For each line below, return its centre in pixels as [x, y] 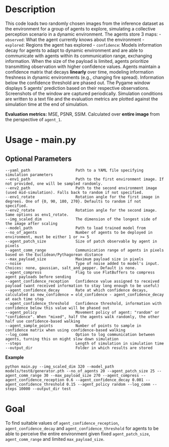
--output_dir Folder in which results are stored [79, 348]
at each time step [25, 299]
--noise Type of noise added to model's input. [82, 263]
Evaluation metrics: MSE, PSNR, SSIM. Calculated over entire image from [83, 114]
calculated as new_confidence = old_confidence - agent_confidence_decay [85, 295]
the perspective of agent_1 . [34, 119]
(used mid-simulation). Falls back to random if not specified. [74, 192]
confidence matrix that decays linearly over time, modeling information [80, 72]
